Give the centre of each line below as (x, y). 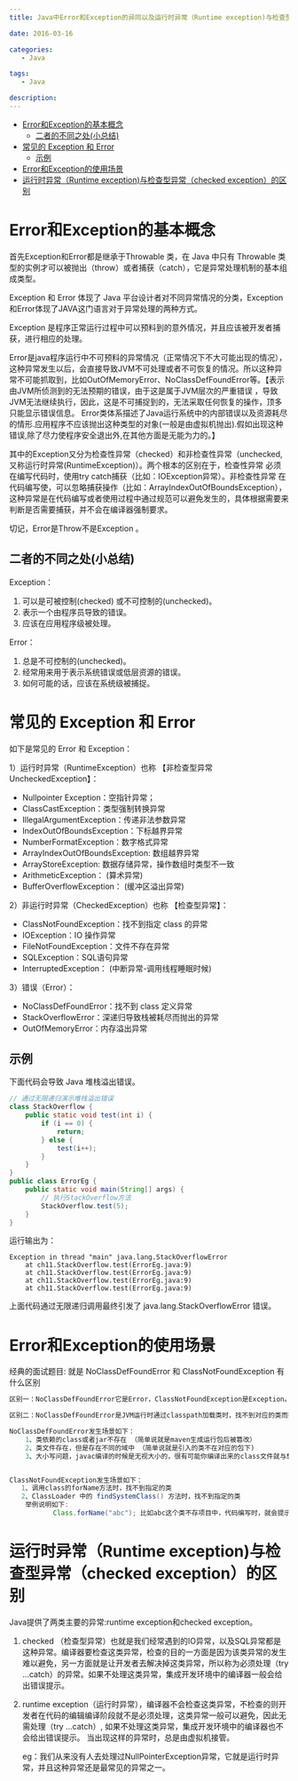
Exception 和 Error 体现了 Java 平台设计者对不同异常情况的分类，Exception (146, 297)
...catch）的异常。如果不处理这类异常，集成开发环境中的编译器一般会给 (152, 1674)
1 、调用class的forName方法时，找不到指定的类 (96, 1488)
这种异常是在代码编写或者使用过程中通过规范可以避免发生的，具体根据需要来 (149, 498)
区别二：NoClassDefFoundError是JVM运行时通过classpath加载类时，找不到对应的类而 (149, 1416)
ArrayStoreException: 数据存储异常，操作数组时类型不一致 (128, 864)
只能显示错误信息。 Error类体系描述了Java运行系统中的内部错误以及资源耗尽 (149, 413)
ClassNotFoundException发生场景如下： (76, 1480)
